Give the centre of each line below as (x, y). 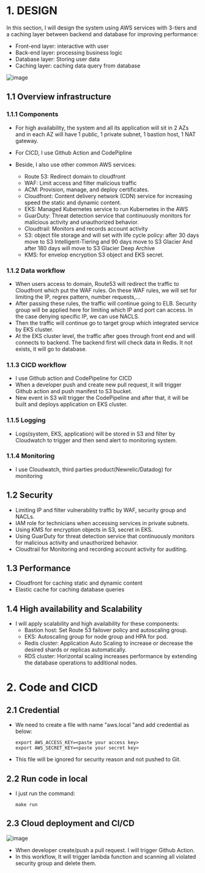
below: (24, 731)
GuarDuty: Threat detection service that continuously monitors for (108, 215)
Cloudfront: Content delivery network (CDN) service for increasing (108, 196)
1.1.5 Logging (26, 420)
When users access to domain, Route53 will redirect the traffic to (97, 283)
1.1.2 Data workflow (36, 271)
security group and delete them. (56, 863)
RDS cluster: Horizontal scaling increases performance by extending (110, 656)
